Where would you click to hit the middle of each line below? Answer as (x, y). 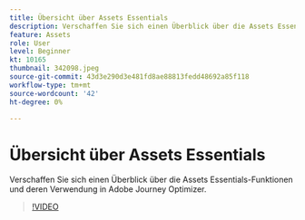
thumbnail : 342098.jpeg (54, 69)
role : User (30, 43)
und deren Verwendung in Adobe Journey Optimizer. (108, 189)
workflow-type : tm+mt (50, 85)
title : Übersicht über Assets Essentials (89, 18)
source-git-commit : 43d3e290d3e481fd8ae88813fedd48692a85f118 (129, 77)
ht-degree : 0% (36, 102)
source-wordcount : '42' (54, 93)
